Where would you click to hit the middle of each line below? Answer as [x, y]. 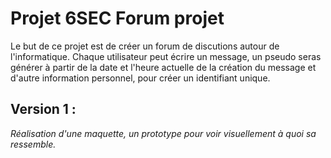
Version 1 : [43, 109]
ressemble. [33, 144]
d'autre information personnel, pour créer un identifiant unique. [140, 78]
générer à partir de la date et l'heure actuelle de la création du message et [163, 67]
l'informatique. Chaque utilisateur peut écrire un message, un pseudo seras [166, 56]
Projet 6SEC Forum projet [117, 18]
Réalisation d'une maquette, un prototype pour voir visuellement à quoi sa [163, 133]
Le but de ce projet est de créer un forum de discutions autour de [145, 46]
